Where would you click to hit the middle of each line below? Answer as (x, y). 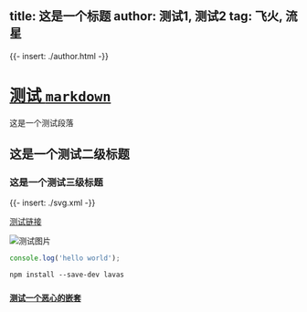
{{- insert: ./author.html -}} (59, 56)
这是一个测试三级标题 (56, 182)
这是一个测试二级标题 (69, 155)
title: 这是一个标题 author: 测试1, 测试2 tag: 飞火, (146, 16)
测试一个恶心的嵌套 (46, 298)
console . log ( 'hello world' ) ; (65, 258)
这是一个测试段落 (42, 122)
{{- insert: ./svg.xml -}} (53, 203)
